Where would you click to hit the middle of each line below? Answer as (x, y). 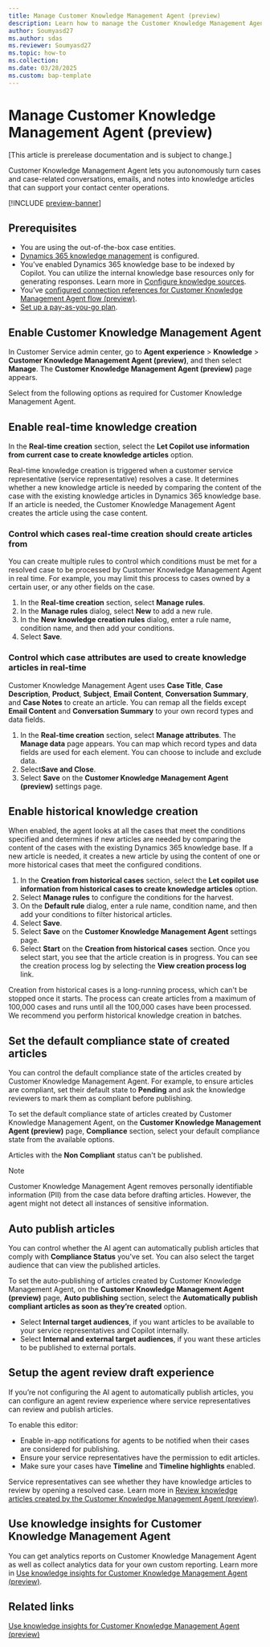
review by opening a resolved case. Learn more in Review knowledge (123, 1490)
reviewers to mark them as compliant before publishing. (100, 1099)
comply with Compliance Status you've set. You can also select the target (131, 1257)
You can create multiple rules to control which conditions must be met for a (133, 561)
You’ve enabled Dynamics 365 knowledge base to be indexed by (127, 264)
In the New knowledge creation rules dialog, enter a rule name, (125, 620)
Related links (41, 1607)
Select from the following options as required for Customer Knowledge (125, 393)
